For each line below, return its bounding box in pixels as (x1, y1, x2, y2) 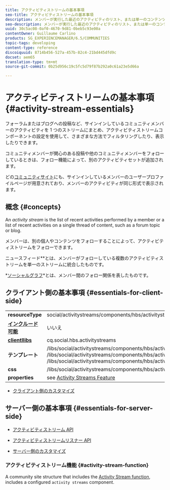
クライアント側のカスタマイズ (12, 387, 75, 394)
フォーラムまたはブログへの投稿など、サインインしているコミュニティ (5, 120, 151, 127)
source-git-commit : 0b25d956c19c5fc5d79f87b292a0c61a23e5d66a (5, 64, 139, 69)
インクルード (8, 320, 38, 328)
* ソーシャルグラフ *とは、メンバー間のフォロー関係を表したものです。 (5, 272, 151, 278)
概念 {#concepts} (5, 203, 61, 211)
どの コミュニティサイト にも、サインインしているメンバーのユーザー (5, 174, 147, 180)
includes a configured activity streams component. (5, 479, 115, 485)
